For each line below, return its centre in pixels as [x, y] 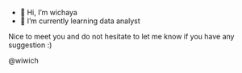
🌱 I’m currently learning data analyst [80, 21]
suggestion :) [30, 45]
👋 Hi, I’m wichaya [49, 12]
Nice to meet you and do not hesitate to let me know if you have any [121, 36]
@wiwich [23, 61]
